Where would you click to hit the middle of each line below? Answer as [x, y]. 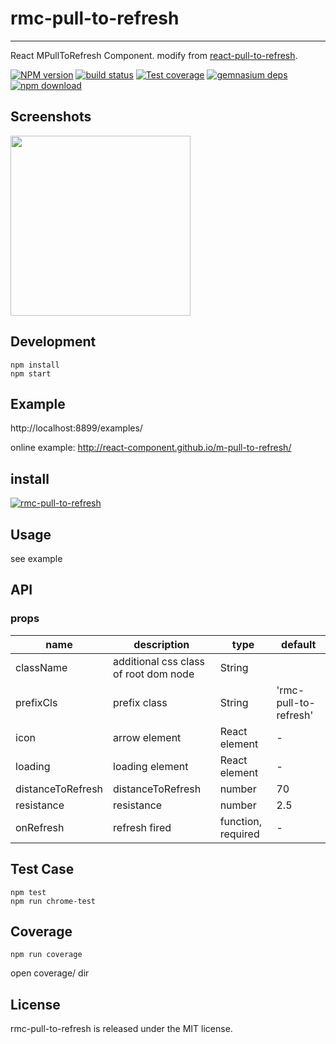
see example [36, 558]
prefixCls [36, 702]
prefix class [140, 702]
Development [53, 342]
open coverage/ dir [50, 973]
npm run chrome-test [53, 901]
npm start [31, 373]
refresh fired [142, 827]
